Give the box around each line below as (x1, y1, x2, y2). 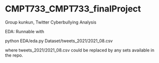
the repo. (5, 52, 23, 58)
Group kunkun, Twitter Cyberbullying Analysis (5, 19, 97, 25)
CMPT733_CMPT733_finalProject (5, 3, 141, 14)
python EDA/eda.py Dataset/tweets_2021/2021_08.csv (5, 38, 113, 44)
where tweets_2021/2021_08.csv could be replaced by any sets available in (5, 47, 155, 53)
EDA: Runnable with (5, 28, 44, 34)
